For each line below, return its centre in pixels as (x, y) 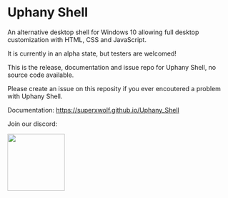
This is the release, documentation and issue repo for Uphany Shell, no (112, 67)
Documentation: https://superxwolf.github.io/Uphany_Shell (94, 110)
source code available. (41, 75)
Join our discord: (33, 124)
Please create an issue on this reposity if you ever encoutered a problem (114, 88)
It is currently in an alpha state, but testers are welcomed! (92, 53)
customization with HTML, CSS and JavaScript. (77, 39)
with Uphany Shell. (35, 96)
